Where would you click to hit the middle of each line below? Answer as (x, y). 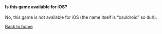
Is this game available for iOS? (36, 7)
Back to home (19, 27)
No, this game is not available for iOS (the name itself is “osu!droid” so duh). (81, 17)
